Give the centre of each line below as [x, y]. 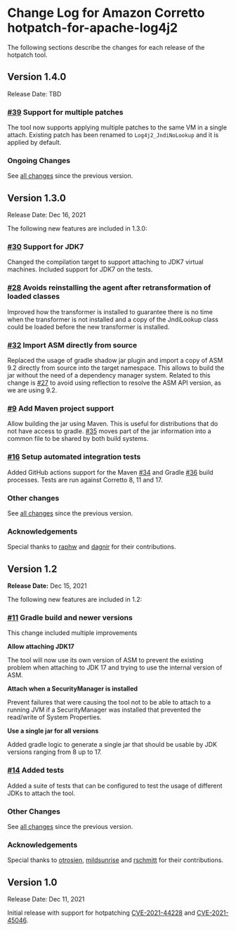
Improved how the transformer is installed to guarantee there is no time [110, 312]
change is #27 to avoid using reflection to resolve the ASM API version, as [114, 383]
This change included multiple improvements [72, 633]
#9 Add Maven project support [61, 408]
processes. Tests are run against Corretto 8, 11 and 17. [85, 480]
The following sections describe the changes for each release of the [106, 47]
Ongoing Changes [39, 160]
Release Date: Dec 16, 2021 [47, 215]
